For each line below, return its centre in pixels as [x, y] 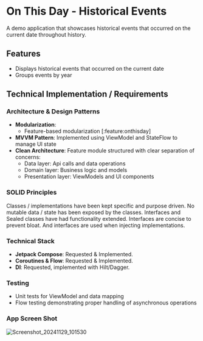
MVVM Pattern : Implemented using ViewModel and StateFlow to [96, 138]
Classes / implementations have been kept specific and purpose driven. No [100, 206]
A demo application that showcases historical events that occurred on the [98, 28]
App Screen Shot [32, 318]
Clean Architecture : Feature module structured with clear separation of [105, 151]
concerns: [28, 157]
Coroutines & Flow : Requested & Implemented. [74, 261]
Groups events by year [43, 75]
